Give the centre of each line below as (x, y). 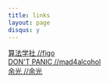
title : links (29, 15)
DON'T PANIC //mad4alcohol (54, 62)
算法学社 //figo (32, 53)
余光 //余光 (25, 71)
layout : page (29, 23)
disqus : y (24, 30)
